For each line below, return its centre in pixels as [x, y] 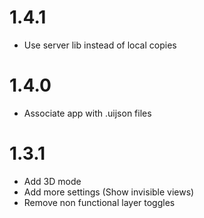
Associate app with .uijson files [87, 113]
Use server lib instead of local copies [100, 45]
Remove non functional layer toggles [99, 202]
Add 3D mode [52, 181]
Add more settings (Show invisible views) [109, 192]
